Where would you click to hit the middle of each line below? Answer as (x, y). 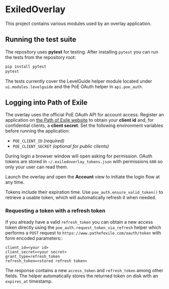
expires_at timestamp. (29, 281)
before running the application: (38, 131)
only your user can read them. (37, 167)
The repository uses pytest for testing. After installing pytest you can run (82, 51)
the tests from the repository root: (41, 57)
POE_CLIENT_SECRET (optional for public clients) (61, 146)
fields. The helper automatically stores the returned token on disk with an (82, 276)
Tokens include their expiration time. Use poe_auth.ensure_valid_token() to (84, 192)
